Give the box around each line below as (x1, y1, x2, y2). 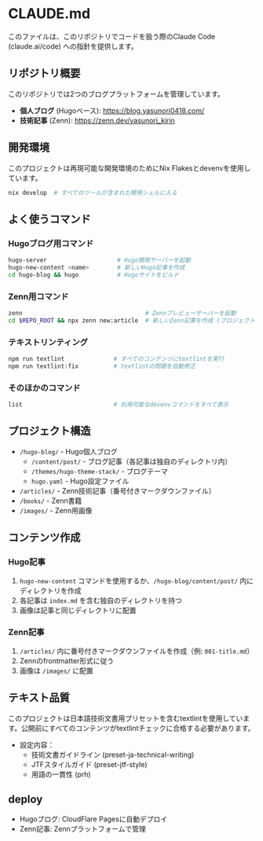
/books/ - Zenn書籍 (19, 496, 82, 505)
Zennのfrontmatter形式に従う (19, 656, 115, 665)
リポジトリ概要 (8, 67, 81, 80)
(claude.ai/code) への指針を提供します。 (8, 41, 139, 51)
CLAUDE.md (8, 5, 91, 23)
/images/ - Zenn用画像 (19, 505, 93, 515)
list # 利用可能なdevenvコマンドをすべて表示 (8, 401, 229, 409)
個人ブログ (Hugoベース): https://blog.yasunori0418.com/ (19, 105, 205, 115)
